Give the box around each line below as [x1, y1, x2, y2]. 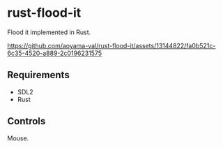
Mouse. [7, 134, 29, 142]
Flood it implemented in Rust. [7, 28, 91, 36]
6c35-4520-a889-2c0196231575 [7, 49, 102, 57]
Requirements [7, 69, 70, 81]
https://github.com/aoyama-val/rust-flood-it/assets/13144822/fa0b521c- [7, 41, 216, 50]
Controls [7, 115, 46, 127]
